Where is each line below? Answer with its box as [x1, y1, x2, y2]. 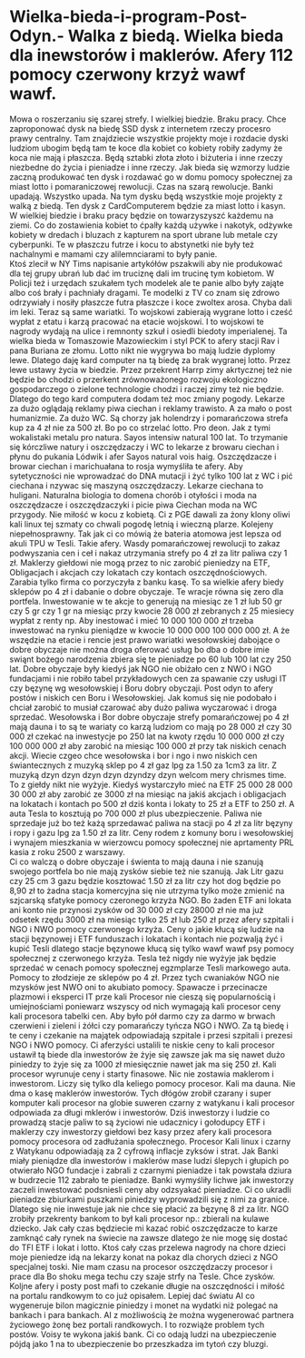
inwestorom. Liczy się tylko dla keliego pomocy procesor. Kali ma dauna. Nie [9, 1078, 296, 1088]
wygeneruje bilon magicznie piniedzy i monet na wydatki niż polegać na [9, 1300, 279, 1311]
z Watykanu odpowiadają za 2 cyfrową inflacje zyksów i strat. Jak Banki [9, 1146, 279, 1156]
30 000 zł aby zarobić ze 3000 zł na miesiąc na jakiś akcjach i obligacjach [9, 788, 287, 800]
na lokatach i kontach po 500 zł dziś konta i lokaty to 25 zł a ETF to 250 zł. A [9, 798, 295, 809]
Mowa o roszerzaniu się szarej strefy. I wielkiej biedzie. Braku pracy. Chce [9, 113, 287, 124]
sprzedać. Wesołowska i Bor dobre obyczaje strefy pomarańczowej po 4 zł [9, 711, 289, 723]
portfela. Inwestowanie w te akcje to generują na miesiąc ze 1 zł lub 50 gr [9, 595, 283, 606]
